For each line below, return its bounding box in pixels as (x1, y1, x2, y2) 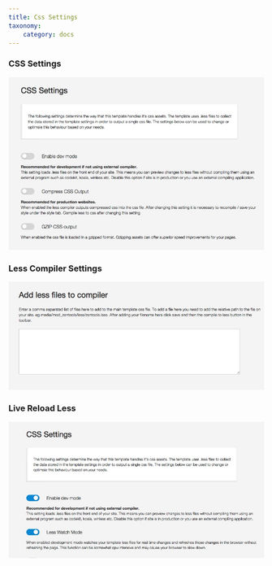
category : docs (23, 30, 75, 38)
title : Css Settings (8, 13, 79, 21)
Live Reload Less (8, 403, 76, 414)
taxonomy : (8, 21, 42, 30)
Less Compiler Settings (8, 263, 103, 274)
